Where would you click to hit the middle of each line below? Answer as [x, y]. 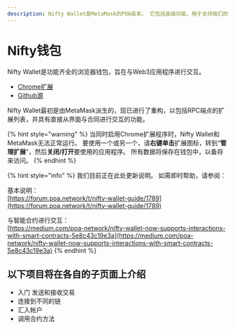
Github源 [30, 95]
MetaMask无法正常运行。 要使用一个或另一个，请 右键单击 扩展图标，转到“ [114, 143]
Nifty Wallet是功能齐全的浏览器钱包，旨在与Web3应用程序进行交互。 [106, 72]
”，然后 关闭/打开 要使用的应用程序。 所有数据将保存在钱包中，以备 [122, 151]
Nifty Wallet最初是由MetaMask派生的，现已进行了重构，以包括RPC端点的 [113, 110]
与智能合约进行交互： [38, 220]
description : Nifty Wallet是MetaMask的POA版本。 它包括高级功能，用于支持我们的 [118, 14]
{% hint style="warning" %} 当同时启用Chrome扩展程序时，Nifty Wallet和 [113, 134]
